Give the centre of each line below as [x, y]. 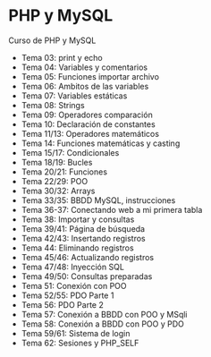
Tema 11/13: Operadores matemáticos [90, 133]
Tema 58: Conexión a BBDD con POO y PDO [102, 324]
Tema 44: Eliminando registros [78, 248]
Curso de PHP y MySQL [52, 40]
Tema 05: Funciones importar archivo [90, 76]
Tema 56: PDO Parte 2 [62, 304]
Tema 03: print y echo [62, 57]
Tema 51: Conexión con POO [74, 285]
